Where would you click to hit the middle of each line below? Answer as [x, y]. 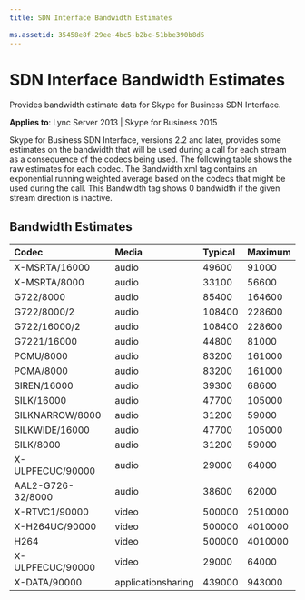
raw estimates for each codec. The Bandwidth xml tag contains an [133, 169]
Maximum [269, 253]
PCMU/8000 [41, 356]
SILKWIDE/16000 [52, 430]
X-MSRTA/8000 [49, 283]
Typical [219, 253]
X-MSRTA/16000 [52, 267]
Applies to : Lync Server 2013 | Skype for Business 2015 [113, 123]
